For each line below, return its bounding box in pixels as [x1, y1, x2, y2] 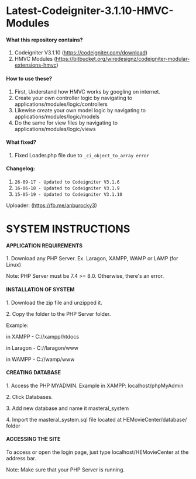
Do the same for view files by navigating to [14, 119, 118, 126]
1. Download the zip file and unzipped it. [6, 299, 102, 306]
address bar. [6, 455, 36, 461]
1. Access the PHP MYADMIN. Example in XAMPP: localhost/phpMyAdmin [6, 382, 184, 389]
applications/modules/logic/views [14, 125, 96, 132]
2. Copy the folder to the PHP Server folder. [6, 310, 111, 317]
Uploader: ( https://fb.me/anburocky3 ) [6, 202, 98, 209]
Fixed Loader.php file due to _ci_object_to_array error [14, 151, 150, 158]
